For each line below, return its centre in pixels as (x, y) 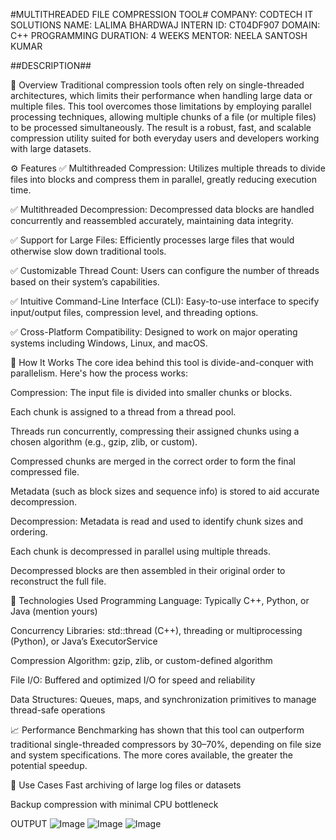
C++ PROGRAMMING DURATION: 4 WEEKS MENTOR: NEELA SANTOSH (159, 35)
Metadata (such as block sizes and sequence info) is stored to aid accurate (165, 491)
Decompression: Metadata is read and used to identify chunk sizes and (157, 521)
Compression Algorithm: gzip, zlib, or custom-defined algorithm (141, 660)
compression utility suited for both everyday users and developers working (165, 138)
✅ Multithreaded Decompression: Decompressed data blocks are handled (162, 209)
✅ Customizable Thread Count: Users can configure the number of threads (165, 270)
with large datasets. (51, 148)
